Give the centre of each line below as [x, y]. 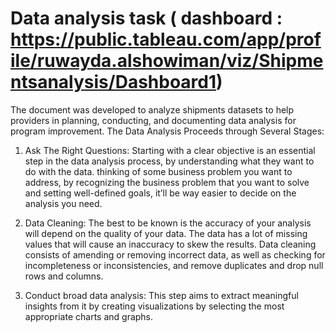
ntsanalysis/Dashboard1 [113, 82]
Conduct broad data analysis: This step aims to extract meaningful [161, 295]
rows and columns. [64, 276]
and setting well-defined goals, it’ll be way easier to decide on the [160, 193]
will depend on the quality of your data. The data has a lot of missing [166, 233]
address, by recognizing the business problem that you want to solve [167, 182]
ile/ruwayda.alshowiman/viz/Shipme [167, 61]
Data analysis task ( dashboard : [146, 18]
